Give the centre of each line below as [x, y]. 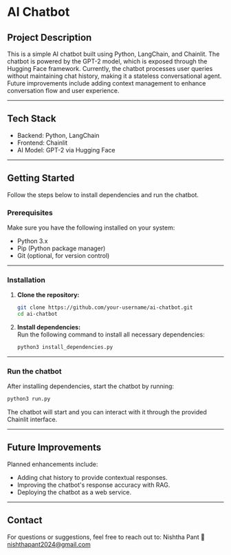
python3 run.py [29, 399]
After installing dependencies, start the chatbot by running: [90, 386]
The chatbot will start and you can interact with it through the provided [107, 412]
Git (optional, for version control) [63, 255]
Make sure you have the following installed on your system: [91, 228]
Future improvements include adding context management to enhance [107, 83]
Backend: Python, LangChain [58, 135]
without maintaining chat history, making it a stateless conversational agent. [114, 76]
